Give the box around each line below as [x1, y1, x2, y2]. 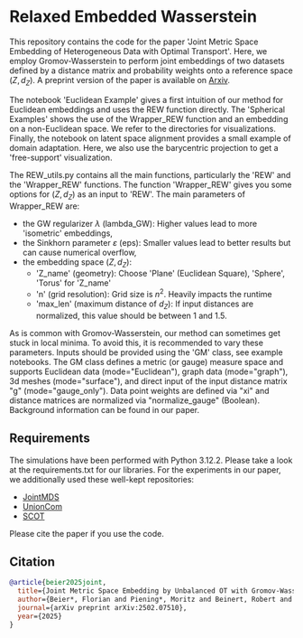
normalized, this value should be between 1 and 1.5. [35, 310, 227, 321]
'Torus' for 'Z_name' [35, 277, 111, 288]
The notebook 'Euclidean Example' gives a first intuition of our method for [9, 94, 284, 105]
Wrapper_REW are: [9, 201, 80, 211]
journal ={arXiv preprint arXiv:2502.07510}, [17, 604, 188, 613]
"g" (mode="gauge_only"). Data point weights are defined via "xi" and [9, 385, 270, 396]
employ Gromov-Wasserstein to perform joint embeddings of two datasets [9, 55, 286, 66]
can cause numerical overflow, [22, 247, 137, 258]
